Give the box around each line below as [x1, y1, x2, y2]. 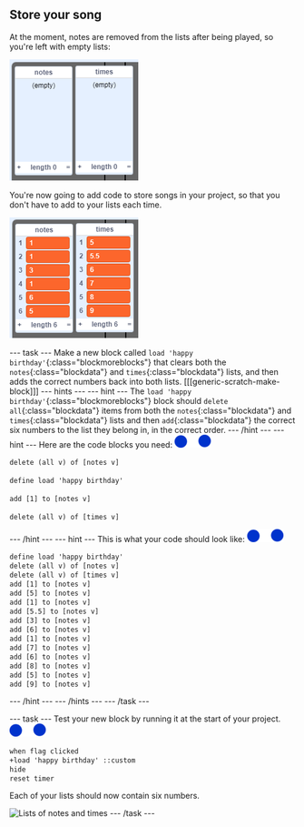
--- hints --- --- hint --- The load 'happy [40, 386, 192, 397]
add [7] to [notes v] [9, 643, 92, 652]
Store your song [9, 7, 103, 23]
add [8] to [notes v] [9, 661, 92, 671]
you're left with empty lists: [9, 41, 111, 52]
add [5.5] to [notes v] [9, 607, 100, 616]
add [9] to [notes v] [9, 680, 92, 689]
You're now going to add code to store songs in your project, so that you [9, 189, 280, 200]
